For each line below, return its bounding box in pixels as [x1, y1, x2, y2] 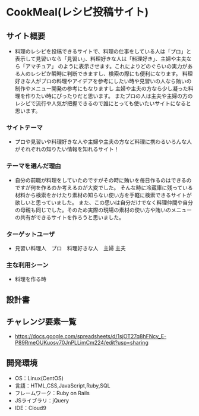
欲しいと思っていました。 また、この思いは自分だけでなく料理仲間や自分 [14, 198, 194, 206]
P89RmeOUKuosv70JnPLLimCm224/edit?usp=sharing [14, 339, 149, 346]
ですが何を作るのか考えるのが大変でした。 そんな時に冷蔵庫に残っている [14, 184, 193, 191]
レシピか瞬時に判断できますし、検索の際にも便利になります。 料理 [30, 70, 193, 77]
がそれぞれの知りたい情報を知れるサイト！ [14, 146, 119, 153]
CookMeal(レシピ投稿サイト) [6, 5, 149, 19]
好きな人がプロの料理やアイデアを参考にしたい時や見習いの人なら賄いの [14, 78, 192, 84]
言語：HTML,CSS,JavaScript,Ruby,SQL [14, 382, 111, 389]
